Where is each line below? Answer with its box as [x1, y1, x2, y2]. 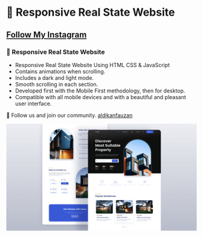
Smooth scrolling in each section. [14, 80, 98, 88]
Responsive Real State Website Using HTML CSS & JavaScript [14, 61, 170, 68]
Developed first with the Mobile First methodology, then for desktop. [14, 87, 185, 94]
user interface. [14, 100, 52, 107]
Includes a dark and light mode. [14, 74, 94, 81]
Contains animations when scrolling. [14, 68, 106, 75]
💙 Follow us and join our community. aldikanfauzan [6, 111, 133, 118]
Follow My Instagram [6, 30, 87, 40]
